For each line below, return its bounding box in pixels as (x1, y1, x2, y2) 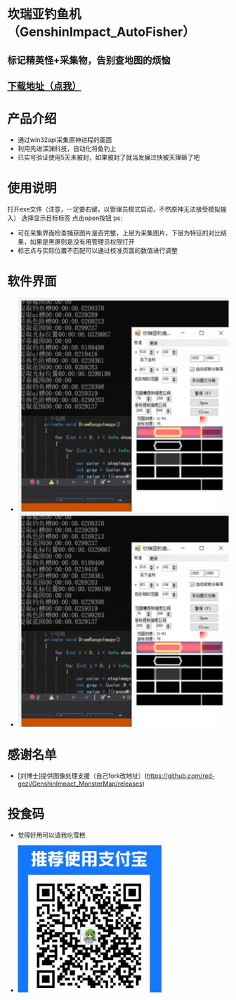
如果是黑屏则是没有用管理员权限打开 (29, 237, 135, 246)
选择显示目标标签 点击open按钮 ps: (20, 214, 123, 222)
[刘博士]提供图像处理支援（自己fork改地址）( (17, 772, 147, 780)
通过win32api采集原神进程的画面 (17, 135, 112, 144)
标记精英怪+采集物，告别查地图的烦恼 (7, 54, 171, 66)
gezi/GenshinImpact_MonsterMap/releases (17, 779, 143, 788)
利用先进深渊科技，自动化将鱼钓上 (17, 144, 117, 152)
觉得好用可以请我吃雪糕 (17, 831, 86, 839)
